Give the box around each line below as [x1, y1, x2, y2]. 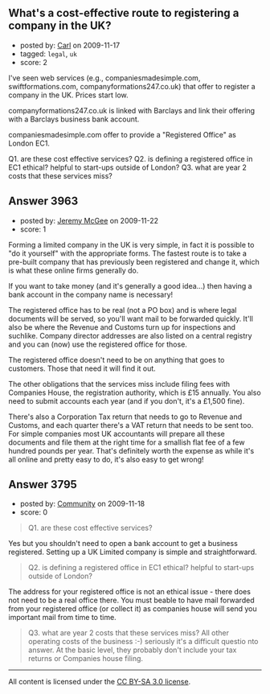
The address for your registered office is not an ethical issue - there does [8, 587, 252, 597]
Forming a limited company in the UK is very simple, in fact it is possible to [8, 240, 255, 249]
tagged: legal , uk [19, 48, 78, 59]
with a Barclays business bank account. [8, 114, 140, 124]
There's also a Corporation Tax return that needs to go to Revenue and [8, 412, 243, 421]
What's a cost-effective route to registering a [8, 6, 239, 20]
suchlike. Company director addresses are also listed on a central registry [8, 331, 252, 340]
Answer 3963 [8, 195, 79, 208]
